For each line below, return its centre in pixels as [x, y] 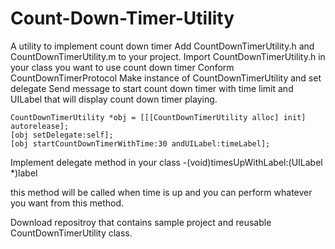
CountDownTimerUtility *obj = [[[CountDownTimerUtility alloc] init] [158, 117]
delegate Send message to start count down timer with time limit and [152, 88]
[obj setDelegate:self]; [62, 135]
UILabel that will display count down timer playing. [114, 99]
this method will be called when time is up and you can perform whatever [161, 192]
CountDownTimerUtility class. [71, 233]
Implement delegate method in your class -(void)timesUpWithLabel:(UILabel [166, 162]
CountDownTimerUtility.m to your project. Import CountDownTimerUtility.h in [168, 56]
